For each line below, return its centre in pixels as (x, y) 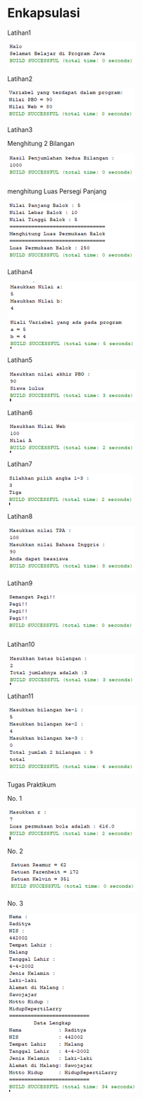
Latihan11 (20, 696)
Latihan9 (20, 583)
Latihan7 (20, 464)
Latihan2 (20, 79)
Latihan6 (20, 412)
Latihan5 (20, 360)
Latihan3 (20, 130)
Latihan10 (21, 644)
